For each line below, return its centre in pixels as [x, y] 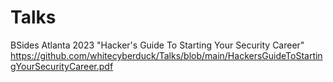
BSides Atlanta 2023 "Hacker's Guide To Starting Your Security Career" [157, 45]
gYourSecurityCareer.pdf [62, 66]
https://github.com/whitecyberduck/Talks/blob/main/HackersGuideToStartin [166, 55]
